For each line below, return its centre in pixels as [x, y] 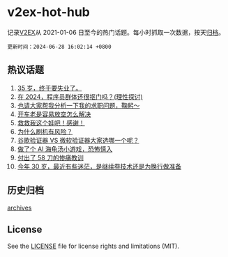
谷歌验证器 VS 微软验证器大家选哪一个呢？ [78, 140]
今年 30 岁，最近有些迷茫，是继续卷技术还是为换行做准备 [99, 166]
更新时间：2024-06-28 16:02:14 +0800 [59, 47]
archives [20, 208]
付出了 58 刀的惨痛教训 [50, 157]
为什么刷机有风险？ [45, 131]
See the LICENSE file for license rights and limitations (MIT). [93, 246]
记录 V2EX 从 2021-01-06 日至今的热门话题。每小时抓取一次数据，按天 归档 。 [116, 32]
